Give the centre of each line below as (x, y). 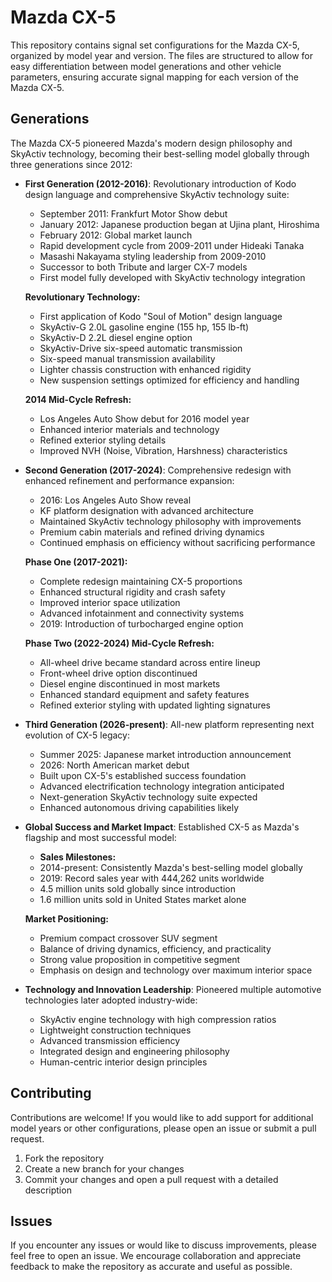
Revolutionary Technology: (82, 297)
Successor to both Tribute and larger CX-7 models (143, 267)
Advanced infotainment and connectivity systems (142, 613)
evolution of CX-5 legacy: (77, 735)
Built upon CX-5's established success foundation (143, 775)
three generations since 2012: (71, 164)
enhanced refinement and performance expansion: (129, 480)
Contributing (51, 1093)
